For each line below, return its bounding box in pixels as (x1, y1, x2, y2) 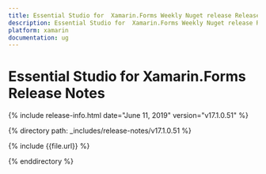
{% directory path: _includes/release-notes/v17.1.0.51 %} (8, 126, 192, 135)
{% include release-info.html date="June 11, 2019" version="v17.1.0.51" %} (8, 111, 249, 120)
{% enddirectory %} (8, 157, 74, 166)
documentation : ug (8, 33, 69, 42)
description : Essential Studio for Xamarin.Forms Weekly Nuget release (8, 19, 253, 27)
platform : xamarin (8, 26, 69, 34)
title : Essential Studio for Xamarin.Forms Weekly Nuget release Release (8, 11, 260, 20)
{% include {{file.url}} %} (8, 142, 90, 151)
